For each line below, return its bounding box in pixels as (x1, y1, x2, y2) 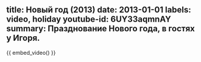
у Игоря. (6, 33, 40, 43)
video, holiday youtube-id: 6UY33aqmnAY (6, 14, 172, 25)
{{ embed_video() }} (6, 49, 56, 56)
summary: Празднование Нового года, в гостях (6, 23, 195, 34)
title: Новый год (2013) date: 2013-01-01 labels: (6, 5, 192, 15)
